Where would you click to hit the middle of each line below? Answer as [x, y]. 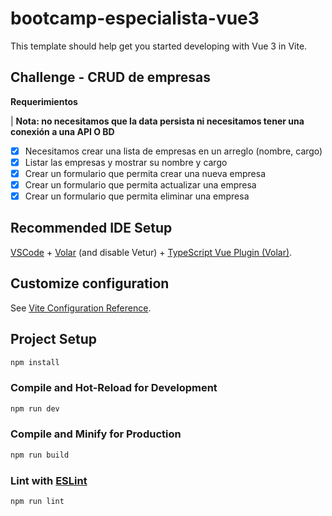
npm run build [40, 455]
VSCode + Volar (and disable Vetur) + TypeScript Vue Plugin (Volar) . [151, 252]
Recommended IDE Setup [91, 228]
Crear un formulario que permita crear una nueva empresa [145, 173]
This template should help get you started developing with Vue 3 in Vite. [159, 46]
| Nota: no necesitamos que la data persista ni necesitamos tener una [157, 121]
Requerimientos [44, 101]
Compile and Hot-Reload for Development [114, 388]
